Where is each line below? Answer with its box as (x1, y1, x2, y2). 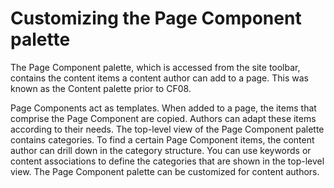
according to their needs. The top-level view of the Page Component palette (10, 123, 325, 135)
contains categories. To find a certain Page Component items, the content (10, 133, 315, 146)
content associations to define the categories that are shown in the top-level (10, 155, 325, 167)
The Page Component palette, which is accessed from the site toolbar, (10, 61, 301, 73)
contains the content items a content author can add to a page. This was (10, 72, 309, 84)
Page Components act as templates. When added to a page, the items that (10, 102, 317, 114)
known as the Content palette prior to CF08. (10, 82, 192, 94)
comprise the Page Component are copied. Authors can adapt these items (10, 112, 317, 124)
